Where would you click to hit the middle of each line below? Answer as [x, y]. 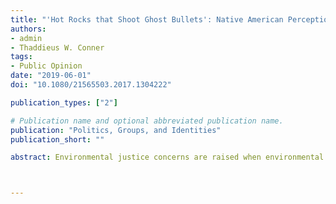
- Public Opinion [46, 66]
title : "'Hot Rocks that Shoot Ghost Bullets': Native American [147, 19]
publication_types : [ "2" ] [64, 102]
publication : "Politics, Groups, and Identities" [116, 130]
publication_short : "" [57, 139]
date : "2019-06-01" [51, 76]
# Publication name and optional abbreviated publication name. [147, 121]
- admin [26, 38]
